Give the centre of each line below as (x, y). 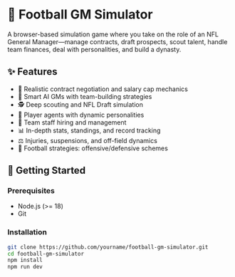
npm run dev (25, 267)
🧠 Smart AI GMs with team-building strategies (85, 96)
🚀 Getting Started (47, 171)
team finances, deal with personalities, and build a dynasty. (94, 49)
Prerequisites (31, 191)
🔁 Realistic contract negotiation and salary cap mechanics (103, 89)
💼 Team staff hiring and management (72, 122)
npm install (25, 260)
